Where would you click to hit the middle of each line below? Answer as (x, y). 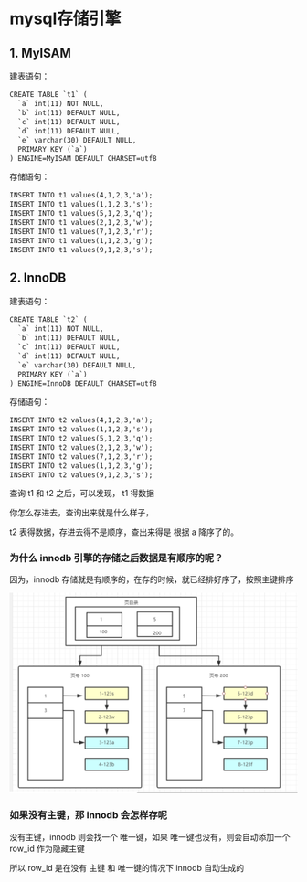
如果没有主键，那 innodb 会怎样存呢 (88, 815)
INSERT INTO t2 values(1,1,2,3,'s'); (81, 429)
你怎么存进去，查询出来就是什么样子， (81, 512)
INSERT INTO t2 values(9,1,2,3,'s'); (81, 475)
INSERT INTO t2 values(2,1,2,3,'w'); (81, 447)
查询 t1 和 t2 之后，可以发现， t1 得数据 (82, 493)
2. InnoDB (38, 278)
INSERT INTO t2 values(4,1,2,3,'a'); (81, 420)
